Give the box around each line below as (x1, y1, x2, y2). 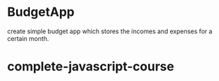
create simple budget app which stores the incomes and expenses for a (7, 27, 213, 35)
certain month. (7, 34, 49, 42)
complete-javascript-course (7, 59, 175, 75)
